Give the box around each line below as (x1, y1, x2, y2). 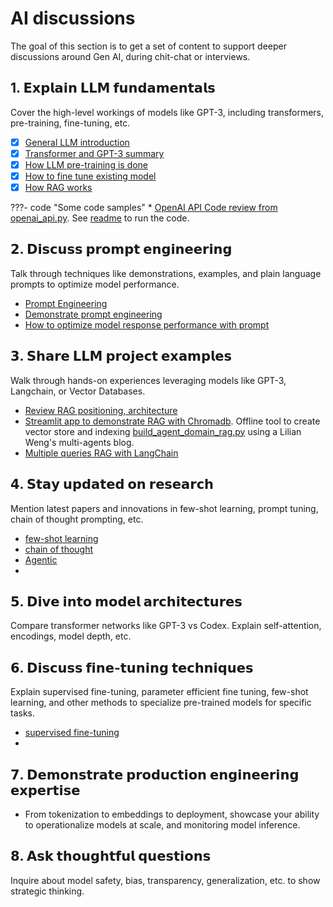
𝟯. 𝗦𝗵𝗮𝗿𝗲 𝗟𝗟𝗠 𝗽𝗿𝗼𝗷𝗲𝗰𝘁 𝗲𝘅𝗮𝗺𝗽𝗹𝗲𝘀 (10, 348, 232, 365)
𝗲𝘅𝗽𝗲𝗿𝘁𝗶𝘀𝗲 (10, 782, 81, 799)
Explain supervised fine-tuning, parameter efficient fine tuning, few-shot (10, 686, 309, 698)
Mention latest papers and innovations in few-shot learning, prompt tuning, (10, 502, 319, 514)
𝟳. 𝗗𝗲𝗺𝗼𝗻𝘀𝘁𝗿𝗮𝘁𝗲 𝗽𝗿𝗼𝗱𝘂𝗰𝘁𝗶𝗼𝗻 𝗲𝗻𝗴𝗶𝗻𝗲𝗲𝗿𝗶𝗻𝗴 (10, 766, 300, 783)
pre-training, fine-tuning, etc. (10, 117, 131, 129)
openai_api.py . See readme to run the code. (10, 212, 190, 224)
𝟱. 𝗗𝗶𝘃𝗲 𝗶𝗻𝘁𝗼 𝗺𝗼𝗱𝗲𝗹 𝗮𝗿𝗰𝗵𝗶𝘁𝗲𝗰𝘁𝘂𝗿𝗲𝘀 (10, 593, 243, 610)
